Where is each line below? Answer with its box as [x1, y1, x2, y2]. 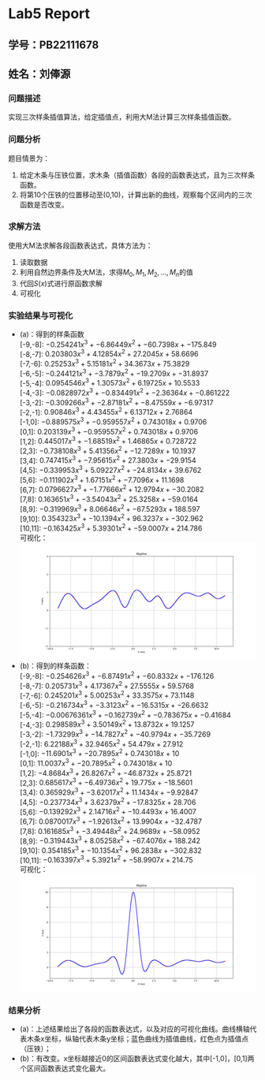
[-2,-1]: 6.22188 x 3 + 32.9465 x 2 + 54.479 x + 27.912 [19, 738, 184, 749]
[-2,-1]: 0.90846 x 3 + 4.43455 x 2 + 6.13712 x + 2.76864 [19, 406, 193, 417]
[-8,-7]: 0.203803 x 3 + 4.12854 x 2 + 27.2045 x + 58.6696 [19, 348, 199, 359]
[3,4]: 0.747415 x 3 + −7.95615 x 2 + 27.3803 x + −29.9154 [19, 454, 197, 465]
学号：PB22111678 [8, 38, 99, 51]
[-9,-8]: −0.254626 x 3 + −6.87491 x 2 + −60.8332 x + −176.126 [19, 670, 215, 681]
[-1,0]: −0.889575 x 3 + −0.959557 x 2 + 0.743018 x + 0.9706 [19, 415, 207, 426]
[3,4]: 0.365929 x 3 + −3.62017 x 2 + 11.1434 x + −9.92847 [19, 786, 199, 797]
